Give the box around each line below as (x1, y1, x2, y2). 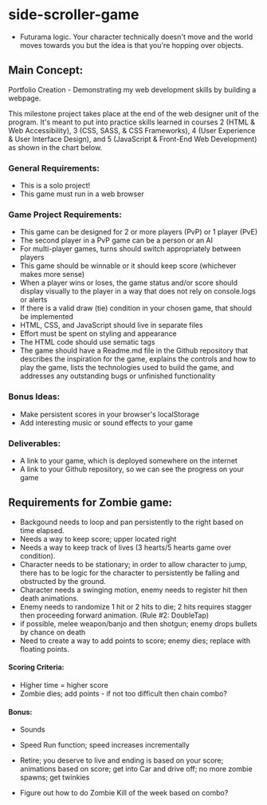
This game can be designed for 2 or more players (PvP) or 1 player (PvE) (19, 227, 258, 237)
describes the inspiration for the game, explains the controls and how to (19, 354, 257, 364)
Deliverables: (8, 437, 61, 448)
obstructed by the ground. (19, 576, 106, 586)
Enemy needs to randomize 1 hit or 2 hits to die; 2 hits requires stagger (19, 602, 253, 611)
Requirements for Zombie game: (8, 496, 173, 510)
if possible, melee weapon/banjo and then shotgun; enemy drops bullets (19, 618, 257, 628)
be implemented (19, 312, 74, 322)
